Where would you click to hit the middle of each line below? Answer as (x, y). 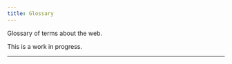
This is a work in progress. (45, 46)
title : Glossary (30, 13)
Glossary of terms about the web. (55, 33)
